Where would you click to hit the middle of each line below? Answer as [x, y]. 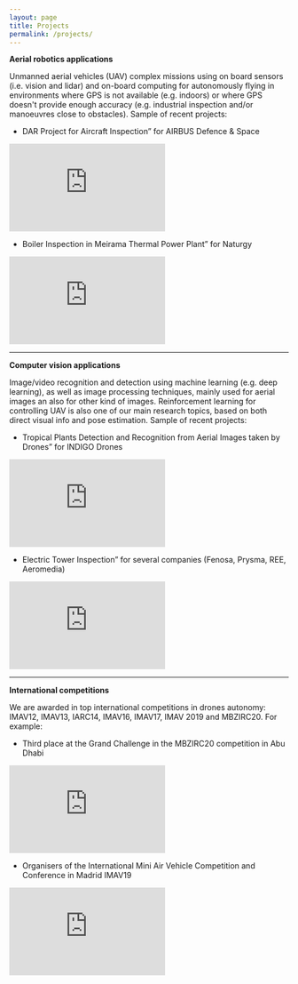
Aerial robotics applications [61, 60]
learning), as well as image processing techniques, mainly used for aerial [142, 392]
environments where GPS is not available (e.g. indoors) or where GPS [136, 95]
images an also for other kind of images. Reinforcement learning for [133, 402]
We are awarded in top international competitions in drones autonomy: [137, 708]
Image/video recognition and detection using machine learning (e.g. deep [143, 382]
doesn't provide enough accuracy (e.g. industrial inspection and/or [131, 105]
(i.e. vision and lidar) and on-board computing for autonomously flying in [142, 86]
